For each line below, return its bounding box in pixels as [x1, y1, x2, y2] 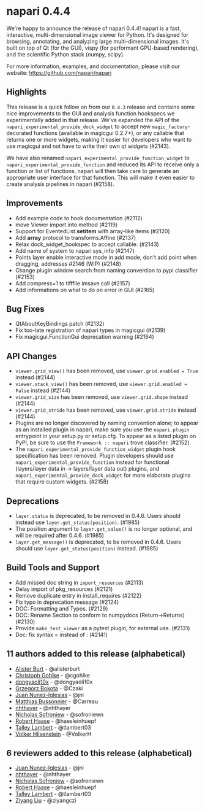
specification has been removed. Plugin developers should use [15, 452, 174, 460]
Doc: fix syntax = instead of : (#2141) [15, 631, 108, 638]
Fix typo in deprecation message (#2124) [15, 598, 119, 606]
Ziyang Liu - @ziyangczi [15, 796, 76, 804]
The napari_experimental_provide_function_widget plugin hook [15, 445, 176, 453]
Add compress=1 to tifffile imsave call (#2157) [15, 279, 130, 287]
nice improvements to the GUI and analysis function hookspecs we [6, 109, 175, 117]
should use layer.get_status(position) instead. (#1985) [15, 545, 158, 552]
